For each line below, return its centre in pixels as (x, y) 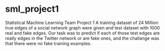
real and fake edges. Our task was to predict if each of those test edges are (82, 33)
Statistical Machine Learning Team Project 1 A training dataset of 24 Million (82, 23)
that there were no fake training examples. (48, 43)
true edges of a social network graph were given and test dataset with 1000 (82, 27)
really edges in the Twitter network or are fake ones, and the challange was (82, 38)
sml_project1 (32, 9)
